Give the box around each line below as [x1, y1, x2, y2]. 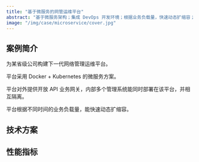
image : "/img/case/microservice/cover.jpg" [6, 20, 117, 26]
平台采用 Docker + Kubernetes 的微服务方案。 [6, 73, 120, 80]
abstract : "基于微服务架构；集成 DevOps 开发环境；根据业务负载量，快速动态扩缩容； [6, 14, 195, 20]
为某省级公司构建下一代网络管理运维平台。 [6, 60, 111, 67]
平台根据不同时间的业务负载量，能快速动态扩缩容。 [6, 105, 132, 113]
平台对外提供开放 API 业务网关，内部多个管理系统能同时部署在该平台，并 [6, 86, 185, 93]
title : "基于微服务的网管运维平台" [6, 8, 84, 15]
